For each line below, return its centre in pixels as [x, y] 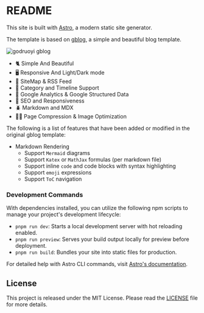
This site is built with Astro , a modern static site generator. [79, 27]
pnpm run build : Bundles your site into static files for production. [96, 252]
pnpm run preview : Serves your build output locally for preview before [102, 239]
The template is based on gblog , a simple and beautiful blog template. [94, 39]
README [29, 11]
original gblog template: [36, 134]
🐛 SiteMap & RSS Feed [43, 81]
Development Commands [45, 195]
